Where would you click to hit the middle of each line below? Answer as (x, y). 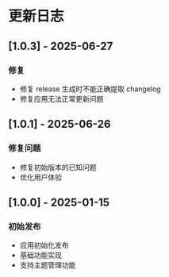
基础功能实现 (40, 256)
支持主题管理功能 (48, 265)
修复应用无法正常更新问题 (61, 98)
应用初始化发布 (44, 245)
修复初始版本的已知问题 (58, 167)
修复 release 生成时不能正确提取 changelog (90, 89)
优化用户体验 (40, 177)
